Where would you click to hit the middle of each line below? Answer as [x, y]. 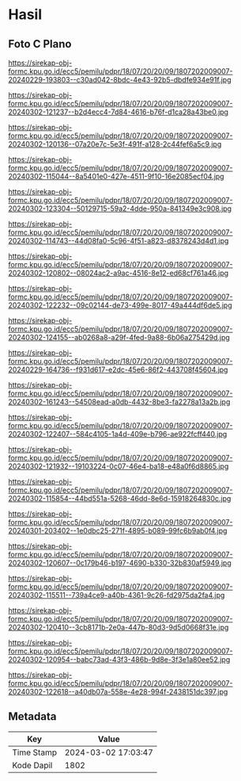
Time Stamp [35, 752]
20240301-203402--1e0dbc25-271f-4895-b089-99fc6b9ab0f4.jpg [118, 530]
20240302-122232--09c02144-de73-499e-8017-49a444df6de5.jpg [120, 305]
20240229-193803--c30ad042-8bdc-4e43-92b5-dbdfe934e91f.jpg [120, 80]
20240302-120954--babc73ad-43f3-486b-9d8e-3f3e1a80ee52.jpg [119, 659]
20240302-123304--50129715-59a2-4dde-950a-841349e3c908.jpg [120, 209]
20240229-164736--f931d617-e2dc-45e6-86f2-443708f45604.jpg [118, 369]
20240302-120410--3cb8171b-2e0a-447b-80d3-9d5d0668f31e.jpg [119, 627]
